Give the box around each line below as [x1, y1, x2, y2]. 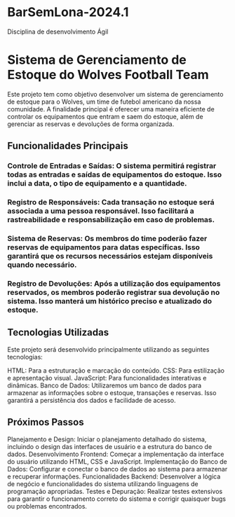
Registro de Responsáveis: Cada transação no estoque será [7, 198, 215, 207]
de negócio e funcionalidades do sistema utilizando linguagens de [7, 479, 199, 488]
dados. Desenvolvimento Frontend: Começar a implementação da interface [7, 450, 224, 458]
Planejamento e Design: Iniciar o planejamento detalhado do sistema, [7, 435, 207, 443]
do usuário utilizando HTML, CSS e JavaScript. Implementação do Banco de [7, 457, 227, 466]
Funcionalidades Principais [7, 140, 128, 152]
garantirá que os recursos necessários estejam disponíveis [7, 251, 213, 261]
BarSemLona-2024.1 [7, 4, 129, 20]
